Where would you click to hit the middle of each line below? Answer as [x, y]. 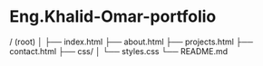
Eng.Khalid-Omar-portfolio [113, 17]
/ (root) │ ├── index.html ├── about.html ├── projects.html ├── [131, 42]
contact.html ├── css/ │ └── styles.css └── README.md [119, 51]
